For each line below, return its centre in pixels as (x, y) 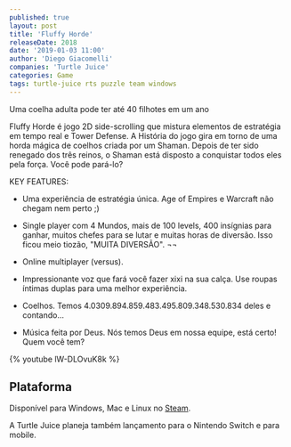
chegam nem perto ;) (61, 208)
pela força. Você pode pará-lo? (66, 164)
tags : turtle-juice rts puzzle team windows (93, 84)
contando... (43, 315)
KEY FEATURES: (39, 181)
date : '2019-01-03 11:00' (57, 51)
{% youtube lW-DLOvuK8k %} (65, 359)
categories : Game (41, 76)
